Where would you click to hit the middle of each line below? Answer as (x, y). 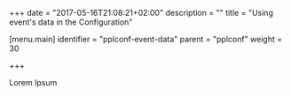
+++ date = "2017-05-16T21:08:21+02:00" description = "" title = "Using (141, 13)
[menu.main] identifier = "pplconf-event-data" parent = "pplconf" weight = (145, 39)
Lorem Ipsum (33, 82)
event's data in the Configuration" (71, 22)
